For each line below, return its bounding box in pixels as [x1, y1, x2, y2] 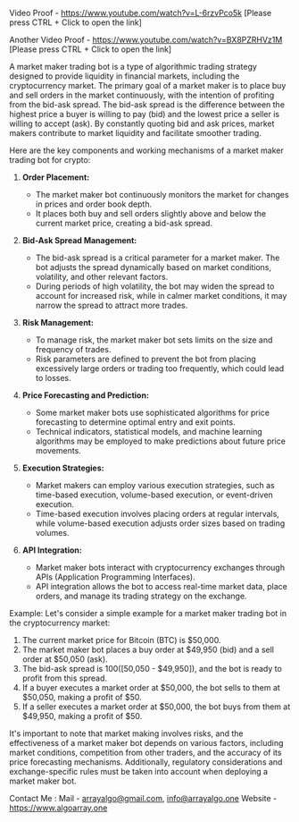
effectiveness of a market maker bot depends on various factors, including [9, 738, 284, 748]
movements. [35, 445, 82, 455]
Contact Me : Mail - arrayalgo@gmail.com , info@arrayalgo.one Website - [9, 793, 278, 803]
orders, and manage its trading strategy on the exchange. [35, 590, 247, 601]
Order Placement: [21, 172, 90, 182]
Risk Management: [21, 318, 94, 327]
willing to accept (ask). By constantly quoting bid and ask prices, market [9, 118, 275, 129]
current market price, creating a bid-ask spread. [35, 218, 212, 228]
